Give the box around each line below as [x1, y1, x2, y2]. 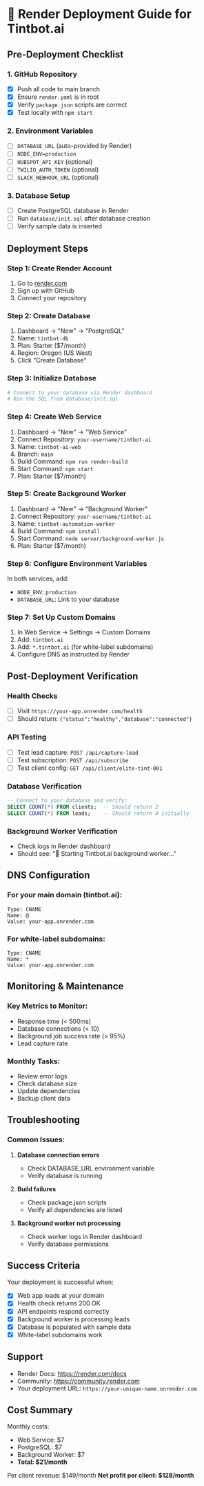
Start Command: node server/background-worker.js [17, 534, 165, 542]
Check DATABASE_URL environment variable [27, 1164, 155, 1172]
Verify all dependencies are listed [27, 1205, 123, 1213]
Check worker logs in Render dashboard [27, 1232, 143, 1240]
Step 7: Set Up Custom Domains [7, 612, 116, 622]
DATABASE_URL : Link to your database [17, 595, 120, 604]
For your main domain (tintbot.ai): [7, 890, 123, 900]
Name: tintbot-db [17, 334, 69, 342]
